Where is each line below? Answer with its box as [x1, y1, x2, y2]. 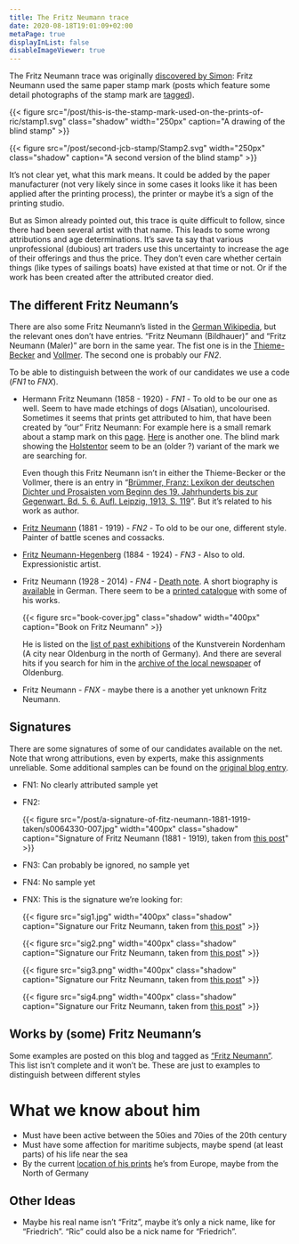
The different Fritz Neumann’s [9, 297, 180, 312]
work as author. [21, 505, 80, 516]
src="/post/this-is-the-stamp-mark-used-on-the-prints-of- [46, 107, 264, 117]
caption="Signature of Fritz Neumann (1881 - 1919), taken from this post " [21, 833, 289, 844]
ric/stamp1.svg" [9, 117, 67, 127]
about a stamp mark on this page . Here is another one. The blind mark [21, 431, 280, 441]
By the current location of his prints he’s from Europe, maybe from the [21, 1158, 279, 1168]
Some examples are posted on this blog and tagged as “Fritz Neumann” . [9, 1050, 273, 1061]
